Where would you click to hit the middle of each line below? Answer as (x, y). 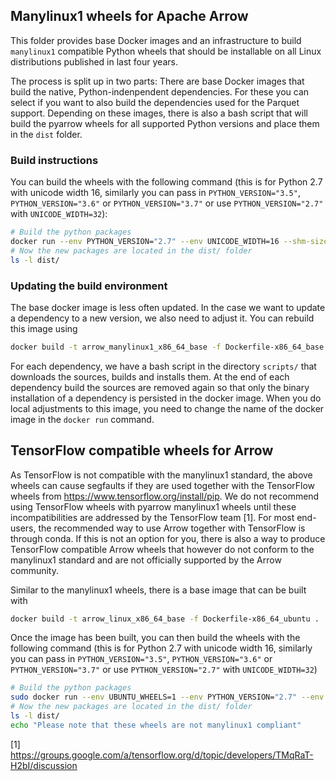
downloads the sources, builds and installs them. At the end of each (150, 376)
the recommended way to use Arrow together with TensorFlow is (172, 528)
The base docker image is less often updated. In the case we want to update (168, 307)
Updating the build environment (89, 286)
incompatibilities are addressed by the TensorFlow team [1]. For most (152, 517)
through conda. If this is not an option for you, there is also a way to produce (168, 538)
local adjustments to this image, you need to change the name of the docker (167, 408)
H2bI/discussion (44, 765)
